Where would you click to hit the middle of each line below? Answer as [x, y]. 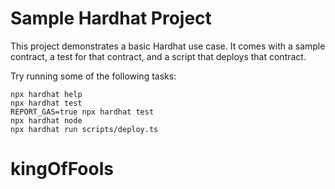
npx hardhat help [46, 94]
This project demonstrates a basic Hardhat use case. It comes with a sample [168, 46]
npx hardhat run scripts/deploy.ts [84, 129]
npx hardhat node [46, 120]
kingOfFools [62, 169]
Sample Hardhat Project [111, 18]
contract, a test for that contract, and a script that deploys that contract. [158, 56]
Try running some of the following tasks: [93, 76]
